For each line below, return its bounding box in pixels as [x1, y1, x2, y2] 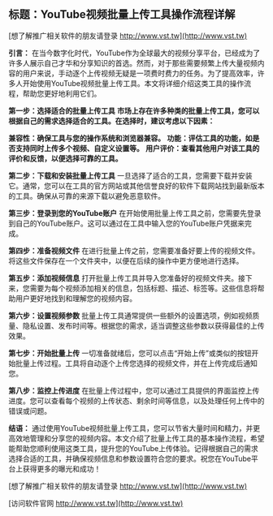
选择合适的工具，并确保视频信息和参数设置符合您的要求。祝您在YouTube [8, 454, 252, 463]
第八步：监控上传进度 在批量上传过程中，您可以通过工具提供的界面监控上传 [8, 385, 260, 395]
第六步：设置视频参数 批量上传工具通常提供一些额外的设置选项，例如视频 [8, 311, 253, 320]
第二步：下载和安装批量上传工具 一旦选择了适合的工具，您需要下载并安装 [8, 170, 253, 180]
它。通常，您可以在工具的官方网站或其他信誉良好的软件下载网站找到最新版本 [8, 181, 265, 191]
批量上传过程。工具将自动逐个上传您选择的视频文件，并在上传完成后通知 [15, 358, 258, 368]
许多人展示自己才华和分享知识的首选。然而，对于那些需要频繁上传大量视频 [8, 58, 258, 67]
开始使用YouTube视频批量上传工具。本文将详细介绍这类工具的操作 [22, 78, 245, 88]
